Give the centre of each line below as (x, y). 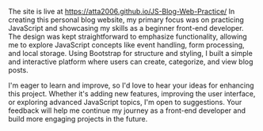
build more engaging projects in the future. (78, 119)
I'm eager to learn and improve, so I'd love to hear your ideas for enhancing (131, 85)
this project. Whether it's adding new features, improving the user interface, (132, 94)
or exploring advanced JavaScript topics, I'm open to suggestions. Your (125, 102)
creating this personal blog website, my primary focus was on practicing (126, 20)
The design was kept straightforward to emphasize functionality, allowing (128, 36)
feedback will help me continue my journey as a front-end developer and (127, 110)
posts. (19, 70)
